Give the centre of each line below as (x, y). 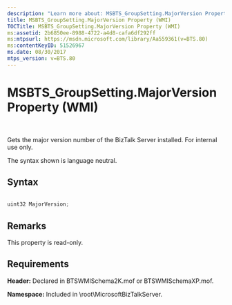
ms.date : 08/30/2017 (37, 52)
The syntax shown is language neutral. (62, 160)
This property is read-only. (45, 243)
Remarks (27, 226)
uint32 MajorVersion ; (38, 204)
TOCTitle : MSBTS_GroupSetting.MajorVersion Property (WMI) (94, 26)
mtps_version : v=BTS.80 (41, 59)
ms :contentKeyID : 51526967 (46, 46)
